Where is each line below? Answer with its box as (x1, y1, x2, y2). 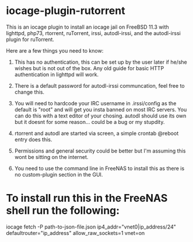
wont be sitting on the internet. (14, 153, 89, 160)
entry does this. (14, 136, 52, 143)
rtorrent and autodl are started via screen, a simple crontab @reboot (14, 130, 179, 137)
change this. (14, 88, 45, 95)
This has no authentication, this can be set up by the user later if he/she (14, 58, 188, 65)
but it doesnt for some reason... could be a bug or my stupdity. (14, 118, 165, 125)
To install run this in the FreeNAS (6, 192, 168, 205)
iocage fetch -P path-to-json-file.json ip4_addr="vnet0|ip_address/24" (6, 223, 177, 230)
